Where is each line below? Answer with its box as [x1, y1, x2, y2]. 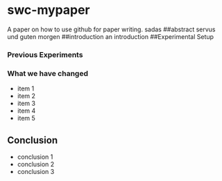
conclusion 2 [17, 159, 55, 168]
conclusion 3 [17, 167, 55, 175]
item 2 [17, 92, 36, 100]
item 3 [17, 100, 36, 108]
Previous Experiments [7, 49, 83, 59]
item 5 [17, 114, 36, 123]
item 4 [17, 107, 36, 115]
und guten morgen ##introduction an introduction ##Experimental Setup [7, 32, 214, 40]
